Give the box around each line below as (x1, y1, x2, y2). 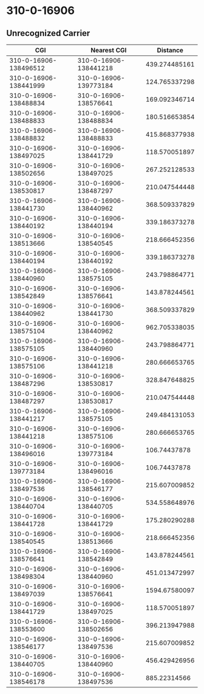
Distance (157, 46, 184, 54)
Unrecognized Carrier (6, 28, 90, 38)
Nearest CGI (90, 46, 127, 54)
